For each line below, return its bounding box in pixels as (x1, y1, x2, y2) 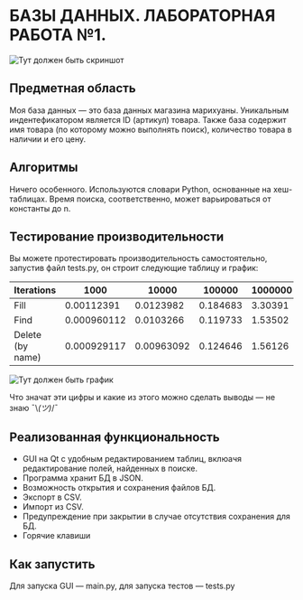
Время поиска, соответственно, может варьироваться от (49, 193, 271, 204)
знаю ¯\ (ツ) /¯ (9, 403, 59, 414)
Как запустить (9, 557, 96, 572)
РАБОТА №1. (9, 24, 106, 45)
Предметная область (9, 80, 137, 96)
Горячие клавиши (22, 530, 91, 541)
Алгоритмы (9, 160, 78, 175)
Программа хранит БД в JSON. (22, 473, 144, 483)
